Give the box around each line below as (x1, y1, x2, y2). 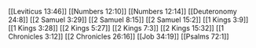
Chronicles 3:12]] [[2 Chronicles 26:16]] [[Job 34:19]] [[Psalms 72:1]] (8, 31, 229, 41)
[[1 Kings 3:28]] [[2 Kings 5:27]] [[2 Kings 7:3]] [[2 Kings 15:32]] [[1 (8, 24, 225, 32)
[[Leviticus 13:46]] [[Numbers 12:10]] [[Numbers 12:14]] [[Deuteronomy (8, 7, 237, 16)
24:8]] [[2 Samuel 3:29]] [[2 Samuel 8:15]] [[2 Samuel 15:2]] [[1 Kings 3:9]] (8, 15, 249, 24)
